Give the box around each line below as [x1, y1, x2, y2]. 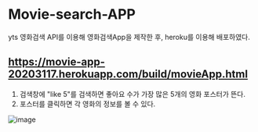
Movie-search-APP [8, 5, 136, 23]
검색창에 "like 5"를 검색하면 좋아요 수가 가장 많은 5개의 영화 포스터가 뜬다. [19, 89, 245, 98]
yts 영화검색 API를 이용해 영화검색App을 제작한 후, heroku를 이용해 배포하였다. [8, 32, 251, 41]
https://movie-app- [8, 55, 106, 69]
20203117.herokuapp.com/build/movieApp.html [8, 68, 249, 81]
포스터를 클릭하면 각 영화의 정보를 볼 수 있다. [19, 99, 156, 109]
